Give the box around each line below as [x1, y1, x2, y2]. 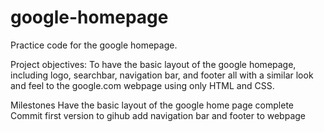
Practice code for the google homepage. [10, 39, 178, 51]
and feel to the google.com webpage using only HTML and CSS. [10, 79, 275, 91]
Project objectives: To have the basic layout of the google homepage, [10, 58, 297, 70]
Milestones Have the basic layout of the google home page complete [10, 99, 295, 111]
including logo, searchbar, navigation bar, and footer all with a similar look [10, 69, 314, 81]
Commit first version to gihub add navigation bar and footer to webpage [10, 109, 307, 121]
